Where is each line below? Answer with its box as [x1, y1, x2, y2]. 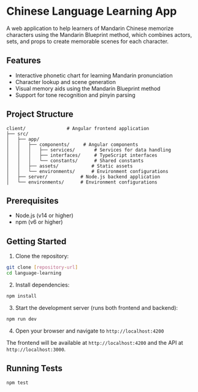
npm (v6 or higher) [15, 218, 63, 226]
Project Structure [6, 109, 74, 120]
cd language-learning [6, 270, 62, 277]
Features [6, 55, 41, 66]
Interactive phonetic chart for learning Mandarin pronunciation [15, 72, 173, 79]
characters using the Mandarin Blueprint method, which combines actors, [6, 31, 192, 38]
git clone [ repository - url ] [6, 264, 78, 271]
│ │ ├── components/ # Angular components [6, 141, 139, 148]
